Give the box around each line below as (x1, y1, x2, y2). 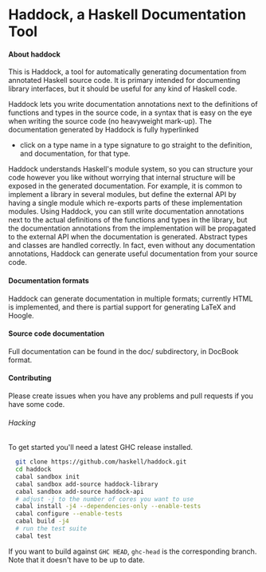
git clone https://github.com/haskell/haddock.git (15, 458, 187, 466)
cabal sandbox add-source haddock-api (15, 487, 145, 495)
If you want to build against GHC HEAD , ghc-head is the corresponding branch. (8, 546, 257, 556)
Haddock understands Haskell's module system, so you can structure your (8, 164, 253, 174)
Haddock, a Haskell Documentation (8, 6, 247, 24)
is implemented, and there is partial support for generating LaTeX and (8, 302, 237, 312)
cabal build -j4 (15, 517, 69, 526)
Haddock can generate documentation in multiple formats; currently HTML (8, 294, 253, 303)
